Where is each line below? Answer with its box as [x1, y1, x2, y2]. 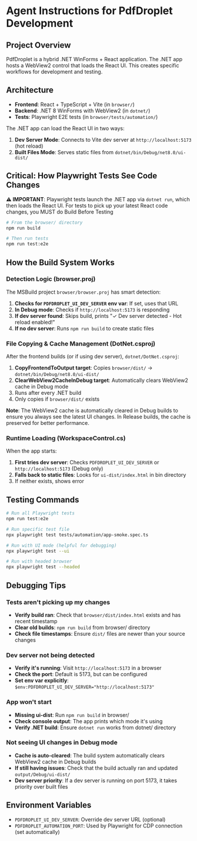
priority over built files [14, 783, 68, 790]
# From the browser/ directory [6, 220, 83, 225]
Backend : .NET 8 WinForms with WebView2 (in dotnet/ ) [14, 107, 151, 114]
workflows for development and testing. [6, 68, 103, 75]
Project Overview [6, 40, 71, 50]
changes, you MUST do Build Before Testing [6, 208, 113, 215]
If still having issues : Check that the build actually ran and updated [14, 764, 178, 772]
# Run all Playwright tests [6, 510, 75, 516]
